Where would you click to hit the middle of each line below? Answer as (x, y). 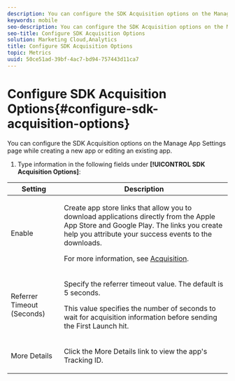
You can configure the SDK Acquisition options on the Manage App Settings (116, 143)
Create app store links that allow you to (128, 207)
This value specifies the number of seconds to (140, 308)
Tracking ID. (84, 360)
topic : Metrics (29, 53)
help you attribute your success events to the (138, 234)
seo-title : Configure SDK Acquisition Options (76, 33)
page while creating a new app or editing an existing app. (90, 151)
